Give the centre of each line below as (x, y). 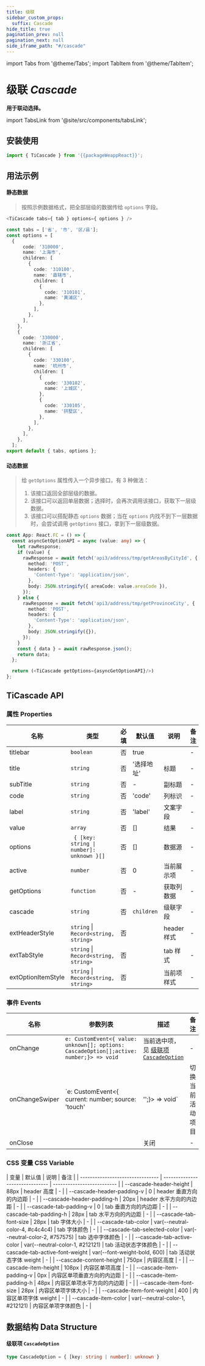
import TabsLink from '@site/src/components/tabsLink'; (77, 120)
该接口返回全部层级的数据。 (65, 493)
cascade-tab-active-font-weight (47, 1253)
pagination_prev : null (35, 35)
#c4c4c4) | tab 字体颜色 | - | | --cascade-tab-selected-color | (105, 1229)
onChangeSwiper (34, 1099)
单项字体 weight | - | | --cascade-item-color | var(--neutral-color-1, (101, 1298)
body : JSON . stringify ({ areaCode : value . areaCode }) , (98, 586)
